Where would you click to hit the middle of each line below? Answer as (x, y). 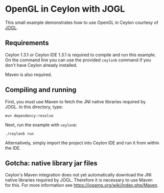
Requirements (27, 43)
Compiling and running (41, 90)
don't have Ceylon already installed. (41, 65)
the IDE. (13, 148)
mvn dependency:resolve (29, 116)
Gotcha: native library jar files (51, 163)
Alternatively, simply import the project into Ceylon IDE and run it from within (82, 143)
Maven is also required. (29, 75)
